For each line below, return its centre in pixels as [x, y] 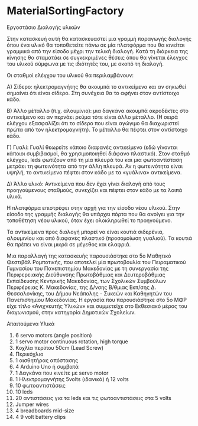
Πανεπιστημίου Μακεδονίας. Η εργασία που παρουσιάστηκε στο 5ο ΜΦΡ [97, 300]
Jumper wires [32, 404]
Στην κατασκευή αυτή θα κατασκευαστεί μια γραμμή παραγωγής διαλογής [99, 38]
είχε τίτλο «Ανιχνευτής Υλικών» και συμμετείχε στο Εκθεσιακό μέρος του [97, 306]
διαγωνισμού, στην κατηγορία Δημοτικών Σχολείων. [71, 312]
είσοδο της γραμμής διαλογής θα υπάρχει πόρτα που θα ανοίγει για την [96, 214]
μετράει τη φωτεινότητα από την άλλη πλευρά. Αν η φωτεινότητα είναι [95, 166]
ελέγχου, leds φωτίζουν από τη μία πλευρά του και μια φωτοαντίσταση [95, 160]
